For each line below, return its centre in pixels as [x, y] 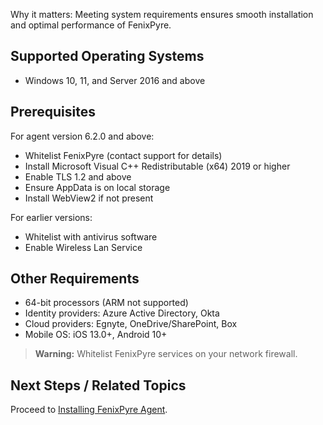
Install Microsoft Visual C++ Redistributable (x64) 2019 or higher [157, 166]
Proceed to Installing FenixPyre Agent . [89, 410]
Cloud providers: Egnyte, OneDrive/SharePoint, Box [131, 324]
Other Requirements [75, 279]
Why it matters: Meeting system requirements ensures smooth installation [162, 14]
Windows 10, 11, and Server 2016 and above [115, 80]
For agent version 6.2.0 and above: [82, 136]
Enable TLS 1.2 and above [78, 176]
